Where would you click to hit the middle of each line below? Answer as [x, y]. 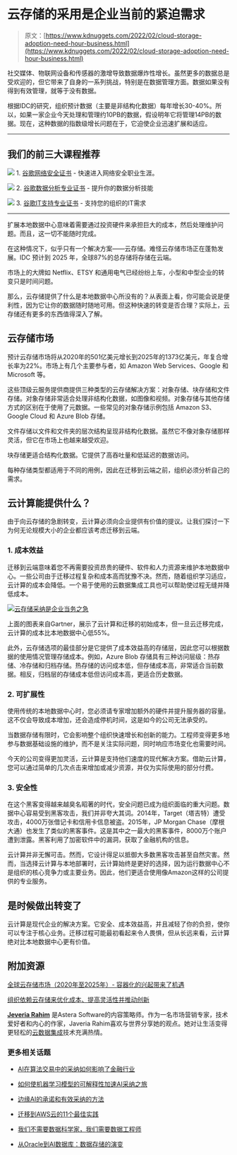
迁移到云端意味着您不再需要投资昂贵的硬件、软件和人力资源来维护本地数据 [115, 567]
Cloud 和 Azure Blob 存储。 [69, 416]
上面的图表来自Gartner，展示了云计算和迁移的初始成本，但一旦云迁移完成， [117, 624]
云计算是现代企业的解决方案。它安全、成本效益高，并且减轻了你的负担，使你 [119, 924]
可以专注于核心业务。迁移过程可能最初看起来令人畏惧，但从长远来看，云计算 [119, 933]
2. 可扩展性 [26, 694]
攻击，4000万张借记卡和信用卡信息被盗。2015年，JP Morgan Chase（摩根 [116, 822]
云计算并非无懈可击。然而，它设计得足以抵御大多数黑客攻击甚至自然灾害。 [115, 855]
